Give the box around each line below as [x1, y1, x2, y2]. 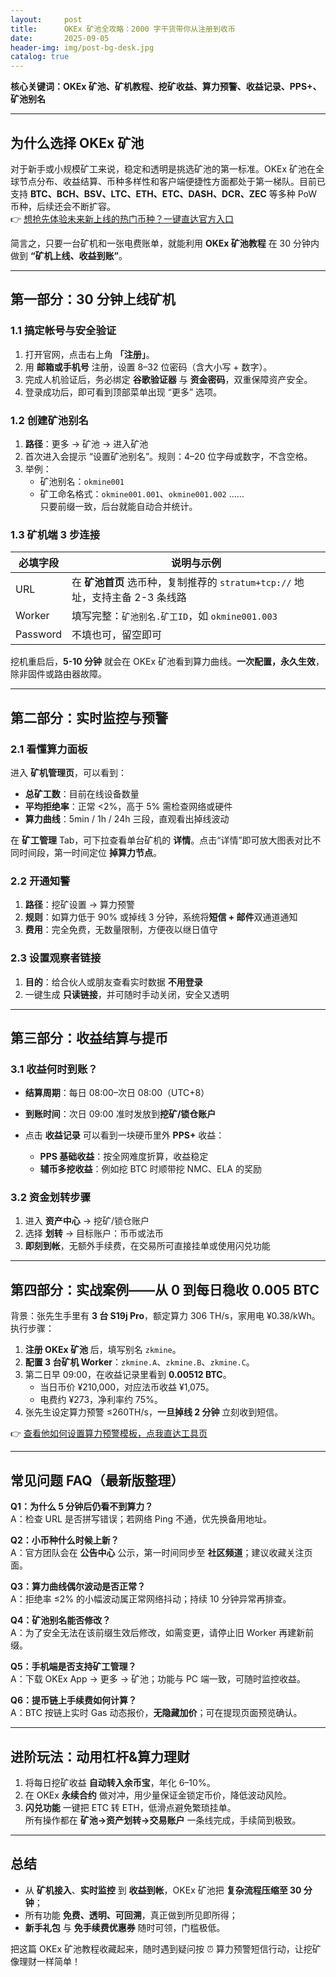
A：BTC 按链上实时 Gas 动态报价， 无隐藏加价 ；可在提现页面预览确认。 [10, 1707, 303, 1719]
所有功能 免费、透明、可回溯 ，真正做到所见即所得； [24, 1909, 238, 1921]
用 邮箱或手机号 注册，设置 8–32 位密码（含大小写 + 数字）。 [24, 361, 273, 373]
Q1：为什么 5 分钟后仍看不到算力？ [10, 1501, 154, 1513]
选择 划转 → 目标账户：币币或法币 [24, 1227, 164, 1240]
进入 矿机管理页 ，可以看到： [10, 766, 127, 778]
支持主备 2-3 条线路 [91, 591, 187, 605]
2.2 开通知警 [10, 874, 71, 888]
